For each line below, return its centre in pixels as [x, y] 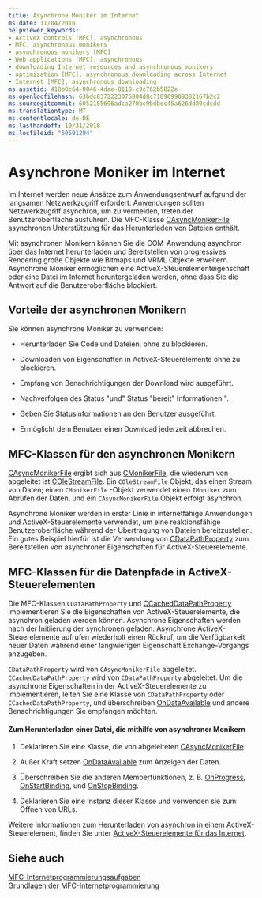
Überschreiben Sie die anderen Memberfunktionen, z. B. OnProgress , [133, 777]
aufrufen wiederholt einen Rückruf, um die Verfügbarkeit [153, 637]
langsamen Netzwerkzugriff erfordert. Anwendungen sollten [106, 202]
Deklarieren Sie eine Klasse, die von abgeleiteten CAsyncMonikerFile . [133, 747]
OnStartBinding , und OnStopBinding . [79, 786]
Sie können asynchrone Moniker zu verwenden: [86, 329]
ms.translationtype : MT [47, 111]
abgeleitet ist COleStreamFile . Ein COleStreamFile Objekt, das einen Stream [130, 481]
